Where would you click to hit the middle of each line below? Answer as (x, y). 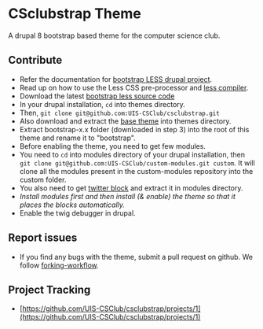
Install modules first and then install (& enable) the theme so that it (127, 196)
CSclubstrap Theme (75, 14)
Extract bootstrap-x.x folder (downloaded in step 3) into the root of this (134, 129)
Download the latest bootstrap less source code (97, 96)
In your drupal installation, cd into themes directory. (102, 104)
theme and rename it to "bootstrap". (77, 138)
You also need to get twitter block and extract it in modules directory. (131, 188)
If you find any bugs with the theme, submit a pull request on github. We (136, 257)
